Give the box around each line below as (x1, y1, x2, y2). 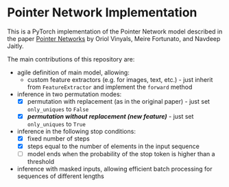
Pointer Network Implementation (7, 5, 197, 20)
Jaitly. (7, 42, 24, 50)
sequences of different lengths (16, 172, 104, 180)
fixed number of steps (27, 134, 91, 143)
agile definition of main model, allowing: (16, 68, 130, 76)
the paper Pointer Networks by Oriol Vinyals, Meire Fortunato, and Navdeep (7, 34, 221, 42)
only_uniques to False (27, 105, 89, 113)
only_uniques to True (27, 120, 86, 128)
